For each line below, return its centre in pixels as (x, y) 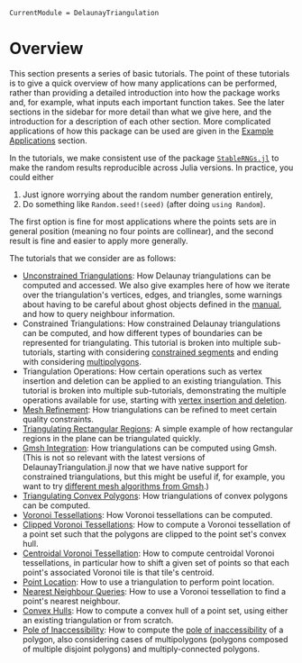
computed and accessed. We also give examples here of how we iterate (156, 285)
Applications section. (48, 141)
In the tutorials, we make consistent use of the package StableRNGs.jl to (144, 158)
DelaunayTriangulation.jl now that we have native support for (135, 467)
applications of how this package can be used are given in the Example (142, 131)
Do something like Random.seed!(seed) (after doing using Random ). (144, 204)
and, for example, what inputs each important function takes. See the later (147, 102)
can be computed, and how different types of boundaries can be (142, 332)
